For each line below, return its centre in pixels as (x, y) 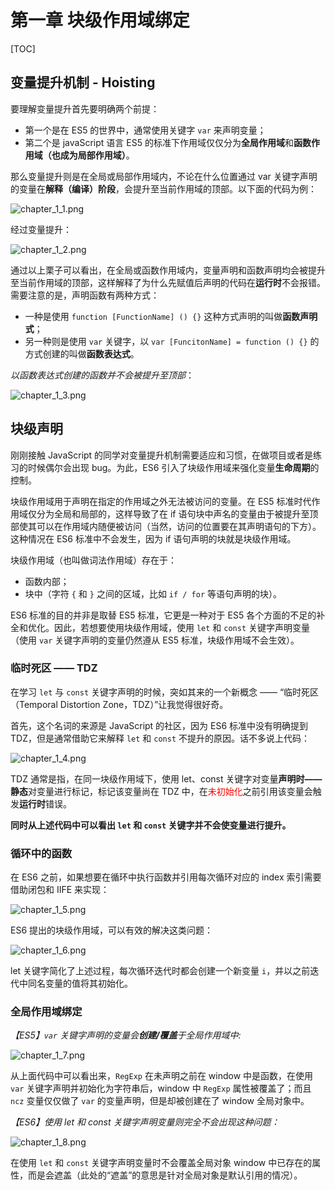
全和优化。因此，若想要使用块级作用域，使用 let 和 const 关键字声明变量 (160, 627)
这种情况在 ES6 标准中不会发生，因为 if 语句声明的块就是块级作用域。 (153, 538)
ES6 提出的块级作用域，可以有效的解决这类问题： (112, 930)
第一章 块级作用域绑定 (100, 20)
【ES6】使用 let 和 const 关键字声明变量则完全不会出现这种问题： (145, 1122)
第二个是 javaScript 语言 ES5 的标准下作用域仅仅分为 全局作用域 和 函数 (168, 142)
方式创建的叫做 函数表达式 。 (82, 353)
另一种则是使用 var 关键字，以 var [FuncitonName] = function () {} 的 (172, 341)
